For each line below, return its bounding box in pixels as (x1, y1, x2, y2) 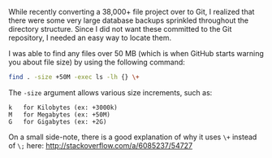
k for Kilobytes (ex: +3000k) (8, 103, 118, 112)
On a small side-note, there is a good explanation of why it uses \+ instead (8, 132, 257, 142)
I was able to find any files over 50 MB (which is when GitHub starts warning (8, 49, 264, 58)
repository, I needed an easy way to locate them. (8, 33, 172, 42)
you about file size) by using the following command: (8, 57, 185, 67)
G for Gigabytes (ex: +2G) (8, 117, 107, 125)
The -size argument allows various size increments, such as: (8, 87, 213, 97)
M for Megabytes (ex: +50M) (8, 110, 111, 119)
